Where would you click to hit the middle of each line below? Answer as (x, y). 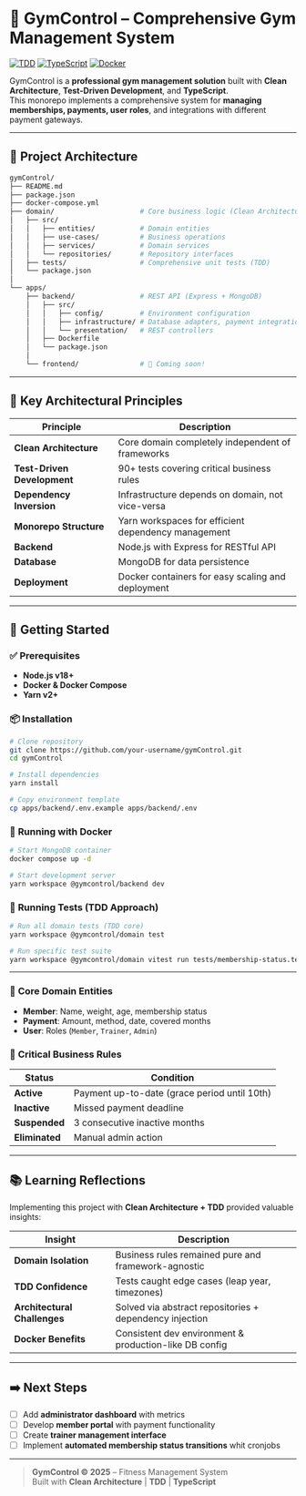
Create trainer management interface (94, 1435)
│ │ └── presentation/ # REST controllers (120, 330)
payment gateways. (46, 119)
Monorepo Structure (59, 526)
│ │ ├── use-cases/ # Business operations (117, 237)
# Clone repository (46, 742)
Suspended (40, 1122)
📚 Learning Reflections (77, 1180)
